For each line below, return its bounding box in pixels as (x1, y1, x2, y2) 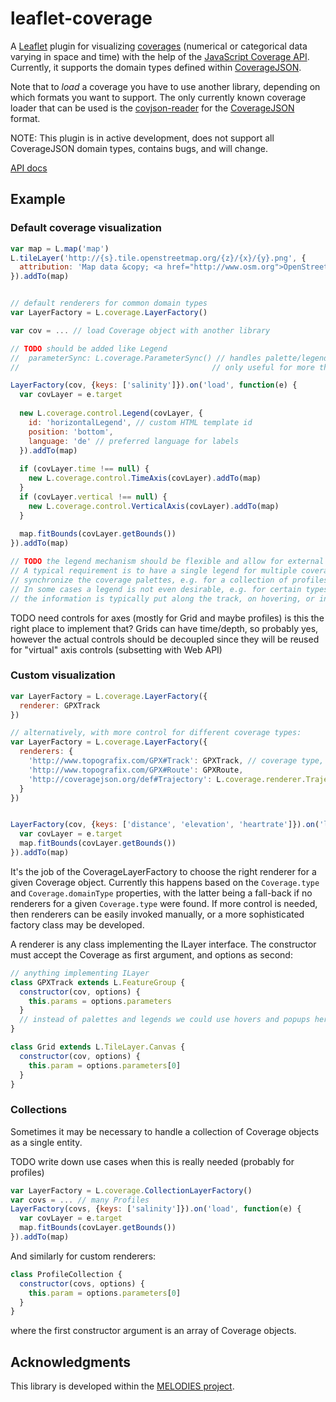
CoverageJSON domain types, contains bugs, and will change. (10, 142, 269, 154)
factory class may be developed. (10, 918, 145, 931)
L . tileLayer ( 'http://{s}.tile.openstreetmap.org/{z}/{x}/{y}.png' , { (10, 253, 307, 263)
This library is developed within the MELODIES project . (10, 1380, 235, 1392)
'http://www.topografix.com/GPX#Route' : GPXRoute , (28, 765, 244, 775)
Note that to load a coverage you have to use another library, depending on (10, 80, 321, 92)
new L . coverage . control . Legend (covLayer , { (19, 408, 203, 418)
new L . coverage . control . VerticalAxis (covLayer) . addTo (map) (28, 501, 280, 511)
